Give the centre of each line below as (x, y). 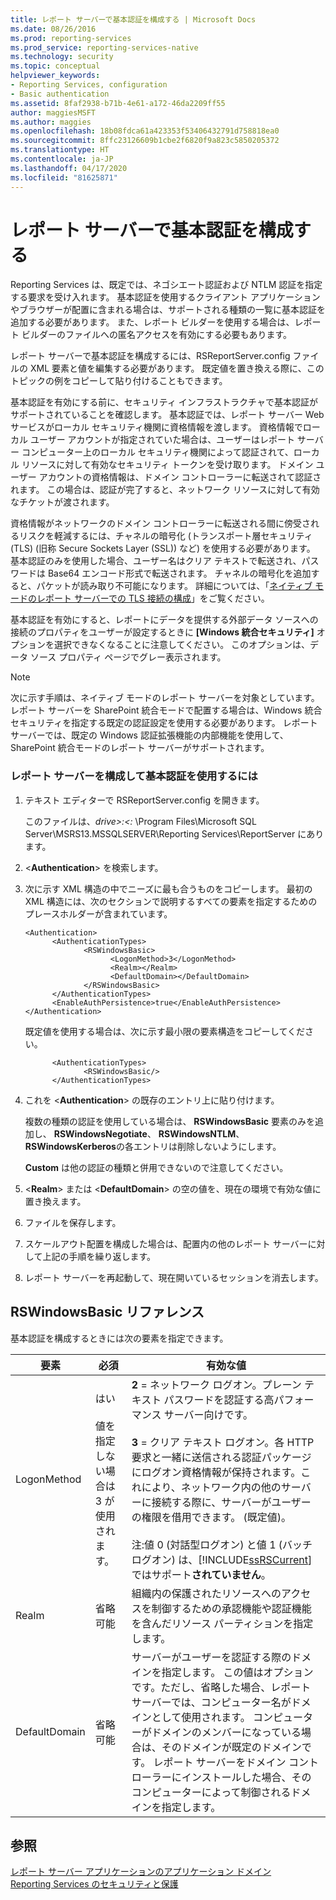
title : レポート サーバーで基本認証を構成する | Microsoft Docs (133, 19)
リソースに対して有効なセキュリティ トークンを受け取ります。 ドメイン (167, 465)
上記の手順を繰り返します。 (99, 1256)
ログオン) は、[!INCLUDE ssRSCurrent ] (222, 1559)
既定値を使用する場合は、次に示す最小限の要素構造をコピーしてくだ (164, 1031)
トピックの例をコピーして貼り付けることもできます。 (119, 381)
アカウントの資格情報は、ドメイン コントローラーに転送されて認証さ (180, 477)
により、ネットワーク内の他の (211, 1487)
